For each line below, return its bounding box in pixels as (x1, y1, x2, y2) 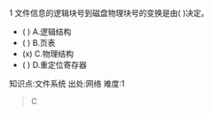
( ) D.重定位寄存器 (21, 60, 87, 70)
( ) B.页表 (21, 38, 56, 48)
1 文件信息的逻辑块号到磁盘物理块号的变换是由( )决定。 (9, 8, 209, 18)
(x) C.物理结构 (21, 49, 74, 59)
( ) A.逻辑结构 (21, 26, 72, 37)
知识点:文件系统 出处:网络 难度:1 (9, 79, 125, 88)
